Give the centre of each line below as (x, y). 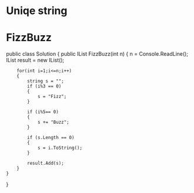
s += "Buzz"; (53, 122)
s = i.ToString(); (60, 148)
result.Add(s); (46, 163)
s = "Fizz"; (52, 97)
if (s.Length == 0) (51, 138)
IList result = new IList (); (35, 60)
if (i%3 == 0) (44, 86)
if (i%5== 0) (43, 112)
